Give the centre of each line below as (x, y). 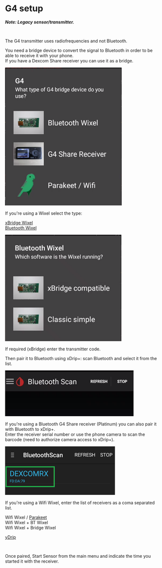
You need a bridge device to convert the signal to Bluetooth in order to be (79, 50)
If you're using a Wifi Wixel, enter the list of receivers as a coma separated (80, 503)
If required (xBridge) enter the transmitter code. (53, 349)
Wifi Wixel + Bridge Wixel (30, 527)
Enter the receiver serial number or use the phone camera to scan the (75, 434)
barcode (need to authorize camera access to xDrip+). (60, 440)
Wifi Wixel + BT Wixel (27, 522)
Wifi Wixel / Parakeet (26, 517)
